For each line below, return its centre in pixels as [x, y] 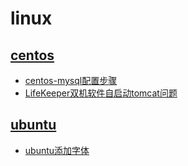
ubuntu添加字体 [57, 150]
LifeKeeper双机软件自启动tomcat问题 [101, 93]
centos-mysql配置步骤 [71, 80]
